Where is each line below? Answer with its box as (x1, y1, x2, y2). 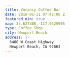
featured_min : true (5, 16, 45, 21)
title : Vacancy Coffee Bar (5, 7, 61, 12)
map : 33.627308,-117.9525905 (5, 21, 65, 26)
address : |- (5, 35, 30, 40)
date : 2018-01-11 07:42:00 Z (5, 12, 65, 17)
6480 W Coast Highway (9, 40, 54, 45)
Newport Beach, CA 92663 (9, 44, 61, 49)
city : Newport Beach (5, 30, 48, 35)
